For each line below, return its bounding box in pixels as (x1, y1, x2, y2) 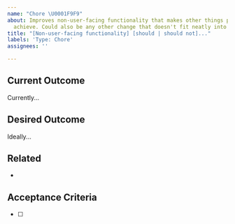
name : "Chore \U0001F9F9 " (7, 10, 83, 17)
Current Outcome (7, 75, 85, 87)
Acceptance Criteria (7, 191, 97, 203)
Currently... (7, 93, 40, 101)
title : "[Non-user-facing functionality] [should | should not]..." (7, 29, 211, 37)
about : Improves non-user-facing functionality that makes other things (7, 17, 224, 24)
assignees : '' (7, 43, 49, 50)
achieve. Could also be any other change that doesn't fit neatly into (13, 23, 227, 30)
